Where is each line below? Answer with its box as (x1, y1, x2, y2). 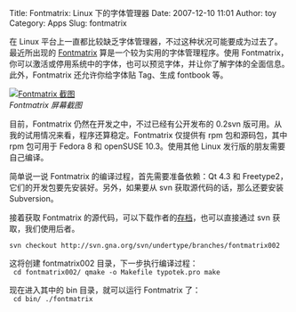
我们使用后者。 (24, 224, 80, 234)
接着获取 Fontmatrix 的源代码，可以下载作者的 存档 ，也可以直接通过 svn (9, 212, 271, 223)
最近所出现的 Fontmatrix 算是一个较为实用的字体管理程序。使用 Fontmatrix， (9, 47, 289, 58)
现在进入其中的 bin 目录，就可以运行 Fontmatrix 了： (9, 284, 202, 295)
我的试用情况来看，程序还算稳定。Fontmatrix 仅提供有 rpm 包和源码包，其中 (9, 130, 288, 140)
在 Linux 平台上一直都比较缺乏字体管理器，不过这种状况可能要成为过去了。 (9, 37, 283, 46)
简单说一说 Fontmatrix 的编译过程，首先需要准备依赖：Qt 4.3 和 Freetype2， (9, 171, 289, 181)
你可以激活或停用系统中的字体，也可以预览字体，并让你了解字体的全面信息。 (9, 59, 290, 69)
